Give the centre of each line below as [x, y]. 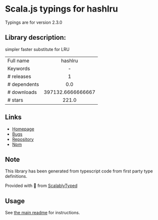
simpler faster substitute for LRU [37, 49]
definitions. [16, 176]
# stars [15, 100]
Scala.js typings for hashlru [62, 9]
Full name [19, 61]
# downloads [22, 92]
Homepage [23, 129]
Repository [23, 139]
